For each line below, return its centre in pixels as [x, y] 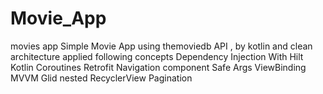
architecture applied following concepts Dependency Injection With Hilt [157, 56]
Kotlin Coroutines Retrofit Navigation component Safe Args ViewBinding [158, 67]
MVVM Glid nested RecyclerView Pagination [101, 78]
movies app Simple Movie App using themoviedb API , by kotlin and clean [161, 46]
